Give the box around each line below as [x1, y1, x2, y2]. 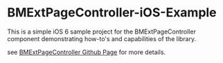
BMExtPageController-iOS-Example [7, 5, 217, 21]
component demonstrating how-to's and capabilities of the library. [7, 34, 196, 42]
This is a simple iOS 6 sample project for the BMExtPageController [7, 27, 196, 36]
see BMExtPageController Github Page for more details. [7, 48, 166, 56]
